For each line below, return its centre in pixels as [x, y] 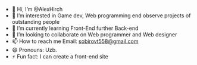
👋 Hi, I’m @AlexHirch [37, 9]
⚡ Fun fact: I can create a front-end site [60, 56]
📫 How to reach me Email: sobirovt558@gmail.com [75, 41]
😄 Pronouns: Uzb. [35, 50]
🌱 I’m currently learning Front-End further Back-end [75, 28]
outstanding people [36, 22]
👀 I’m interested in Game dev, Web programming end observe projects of [101, 16]
